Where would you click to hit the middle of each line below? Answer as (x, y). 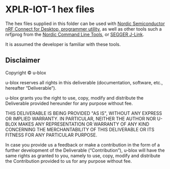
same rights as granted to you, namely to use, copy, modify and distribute (83, 155)
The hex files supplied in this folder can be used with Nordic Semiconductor (85, 23)
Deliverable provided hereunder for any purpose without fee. (69, 103)
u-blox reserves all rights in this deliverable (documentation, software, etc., (84, 82)
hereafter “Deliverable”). (31, 88)
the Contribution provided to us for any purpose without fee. (69, 161)
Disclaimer (23, 61)
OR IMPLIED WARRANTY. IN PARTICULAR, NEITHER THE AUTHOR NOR (81, 118)
